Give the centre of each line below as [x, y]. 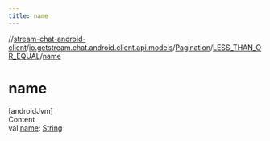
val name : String [35, 128]
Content [22, 119]
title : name [28, 16]
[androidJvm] [31, 110]
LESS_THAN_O [237, 47]
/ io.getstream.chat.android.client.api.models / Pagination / [120, 47]
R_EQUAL [24, 56]
